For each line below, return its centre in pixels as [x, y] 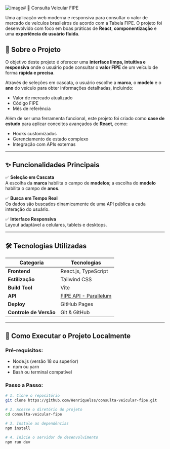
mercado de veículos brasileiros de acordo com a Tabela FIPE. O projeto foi [84, 23]
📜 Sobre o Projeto [33, 50]
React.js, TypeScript [84, 271]
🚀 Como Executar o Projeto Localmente [68, 336]
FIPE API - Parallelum [86, 296]
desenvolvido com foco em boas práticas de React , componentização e [81, 28]
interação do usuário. [27, 209]
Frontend [19, 271]
